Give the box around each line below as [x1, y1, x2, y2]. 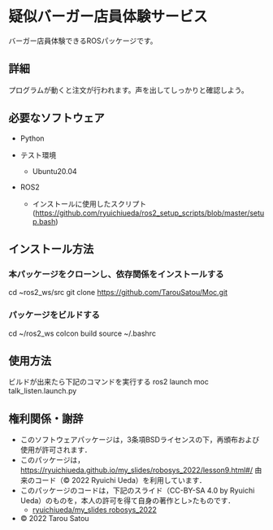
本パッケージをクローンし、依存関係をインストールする [8, 268, 224, 280]
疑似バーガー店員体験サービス [8, 7, 209, 26]
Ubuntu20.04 [32, 166, 77, 176]
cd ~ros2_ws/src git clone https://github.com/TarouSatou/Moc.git [8, 288, 228, 298]
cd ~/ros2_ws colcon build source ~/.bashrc [8, 328, 157, 338]
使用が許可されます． [19, 445, 92, 455]
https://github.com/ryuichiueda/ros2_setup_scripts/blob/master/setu [35, 208, 265, 218]
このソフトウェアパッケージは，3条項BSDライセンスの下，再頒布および [19, 435, 260, 445]
